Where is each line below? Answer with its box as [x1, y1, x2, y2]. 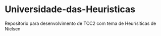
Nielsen [5, 25, 21, 31]
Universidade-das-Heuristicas [5, 4, 136, 15]
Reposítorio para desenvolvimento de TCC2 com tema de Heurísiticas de [5, 20, 156, 26]
